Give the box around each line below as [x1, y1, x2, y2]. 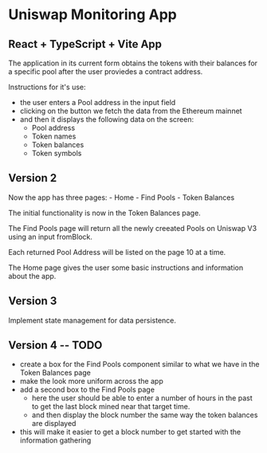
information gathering [19, 435, 92, 445]
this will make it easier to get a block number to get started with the [19, 428, 241, 437]
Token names [31, 131, 77, 141]
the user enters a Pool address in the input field [19, 98, 176, 107]
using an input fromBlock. [8, 232, 93, 241]
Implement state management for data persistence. [8, 315, 177, 325]
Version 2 [8, 171, 57, 185]
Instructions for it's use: [8, 82, 86, 92]
